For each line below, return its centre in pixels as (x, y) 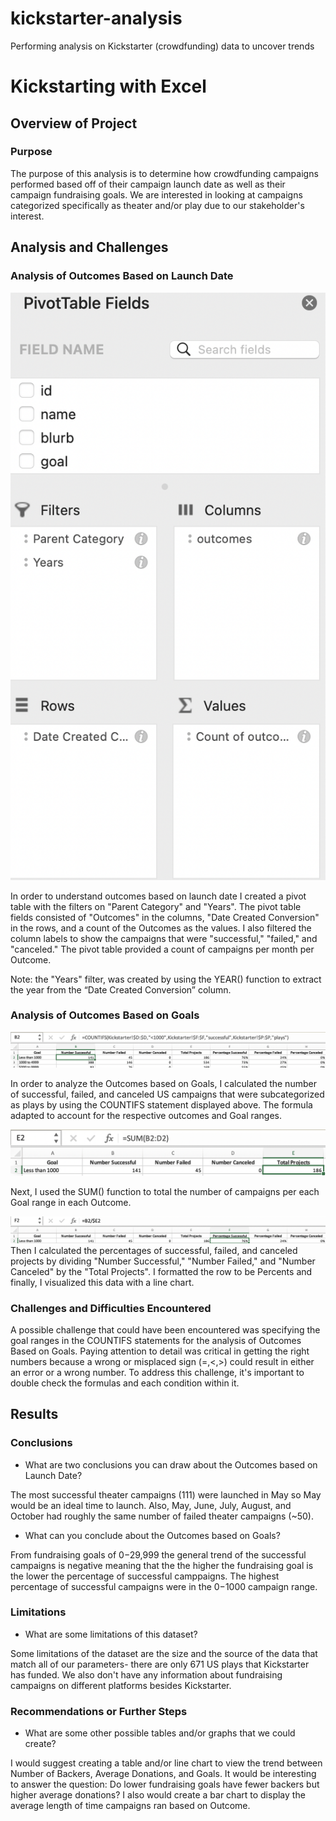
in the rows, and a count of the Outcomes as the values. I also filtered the (161, 928)
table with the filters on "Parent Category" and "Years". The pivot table (156, 906)
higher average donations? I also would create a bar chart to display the (158, 1795)
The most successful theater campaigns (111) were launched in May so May (166, 1494)
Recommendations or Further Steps (99, 1711)
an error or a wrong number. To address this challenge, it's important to (157, 1372)
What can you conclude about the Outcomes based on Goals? (152, 1535)
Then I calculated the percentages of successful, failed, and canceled (154, 1250)
